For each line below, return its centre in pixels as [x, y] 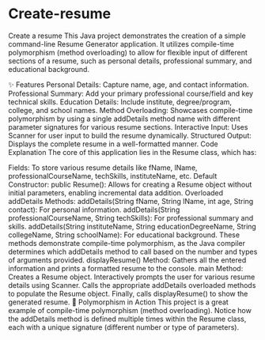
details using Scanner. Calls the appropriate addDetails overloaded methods [132, 285]
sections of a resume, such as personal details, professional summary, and [130, 61]
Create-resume [60, 14]
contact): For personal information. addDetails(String [94, 210]
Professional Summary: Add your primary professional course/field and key [131, 93]
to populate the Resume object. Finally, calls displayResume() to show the [128, 293]
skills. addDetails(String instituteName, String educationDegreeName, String [132, 226]
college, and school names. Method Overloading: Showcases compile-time [131, 110]
